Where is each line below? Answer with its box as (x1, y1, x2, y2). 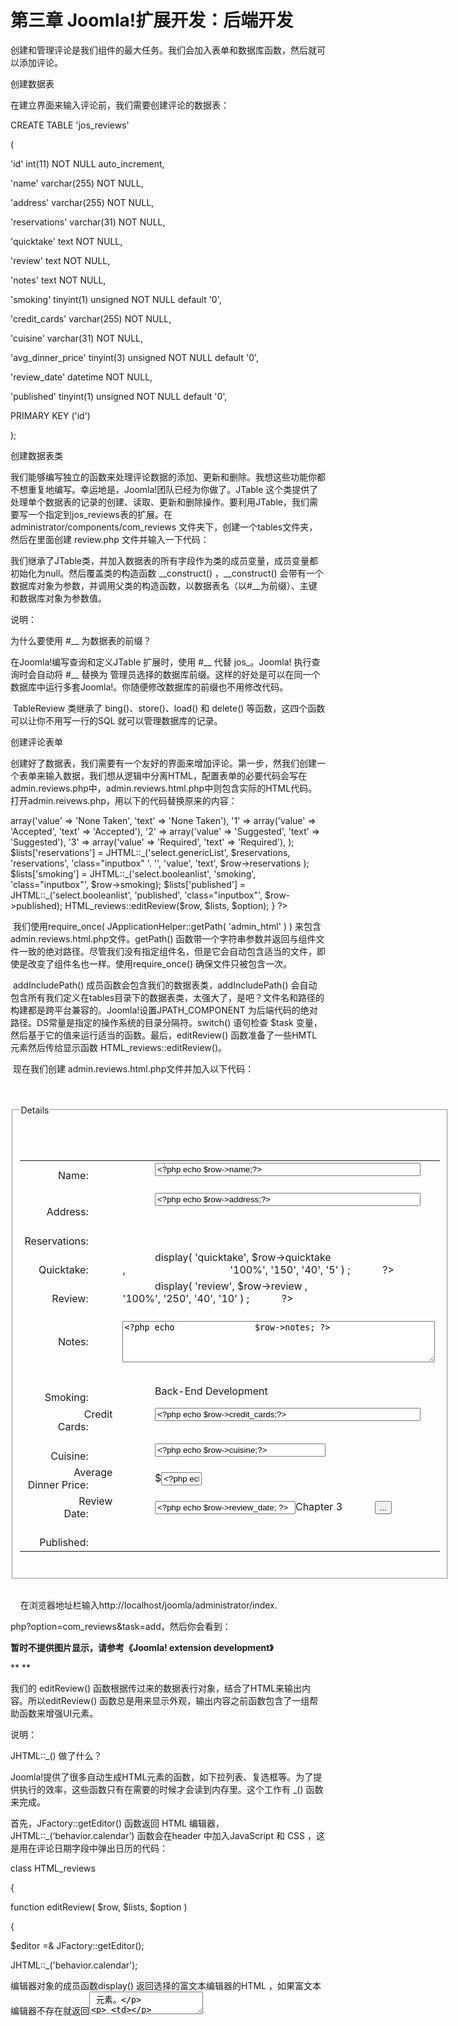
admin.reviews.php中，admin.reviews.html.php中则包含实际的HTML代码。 (10, 782, 318, 794)
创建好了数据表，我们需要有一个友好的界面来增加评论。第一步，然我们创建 (10, 757, 317, 769)
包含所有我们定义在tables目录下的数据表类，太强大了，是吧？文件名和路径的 (10, 991, 325, 1003)
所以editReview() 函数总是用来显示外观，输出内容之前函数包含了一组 (27, 1694, 310, 1706)
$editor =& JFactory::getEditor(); (10, 1939, 145, 1951)
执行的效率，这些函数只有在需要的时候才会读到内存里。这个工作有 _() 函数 (18, 1783, 324, 1795)
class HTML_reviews (10, 1862, 96, 1874)
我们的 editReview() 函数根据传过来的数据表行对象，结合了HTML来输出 (10, 1682, 303, 1694)
